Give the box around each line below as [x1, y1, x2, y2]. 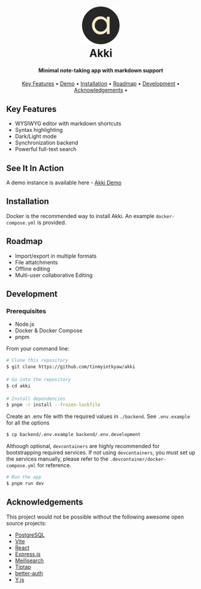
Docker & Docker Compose [14, 327, 83, 334]
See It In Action [6, 163, 64, 173]
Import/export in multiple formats [14, 252, 97, 260]
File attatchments [14, 258, 58, 266]
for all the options [6, 419, 50, 426]
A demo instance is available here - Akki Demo [6, 179, 122, 186]
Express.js [14, 550, 41, 558]
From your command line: [6, 345, 70, 352]
